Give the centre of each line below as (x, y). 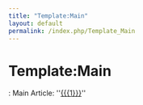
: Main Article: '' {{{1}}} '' (47, 93)
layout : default (36, 23)
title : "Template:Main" (48, 16)
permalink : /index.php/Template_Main (72, 31)
